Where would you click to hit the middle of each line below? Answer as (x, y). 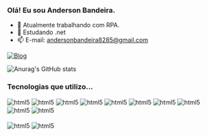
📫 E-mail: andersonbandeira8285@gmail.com (83, 40)
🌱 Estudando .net (41, 32)
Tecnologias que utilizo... (50, 87)
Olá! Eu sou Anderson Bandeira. (61, 10)
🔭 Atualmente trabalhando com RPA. (68, 25)
